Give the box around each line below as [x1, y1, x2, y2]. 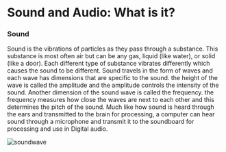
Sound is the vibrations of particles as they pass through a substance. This [7, 45, 218, 53]
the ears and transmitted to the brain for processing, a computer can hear [7, 110, 215, 118]
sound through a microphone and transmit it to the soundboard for [7, 118, 194, 126]
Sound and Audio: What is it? [7, 5, 176, 21]
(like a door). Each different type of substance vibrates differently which [7, 60, 210, 68]
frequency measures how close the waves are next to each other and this [7, 96, 214, 104]
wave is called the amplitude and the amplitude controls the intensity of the [7, 81, 219, 90]
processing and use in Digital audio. [7, 125, 108, 133]
